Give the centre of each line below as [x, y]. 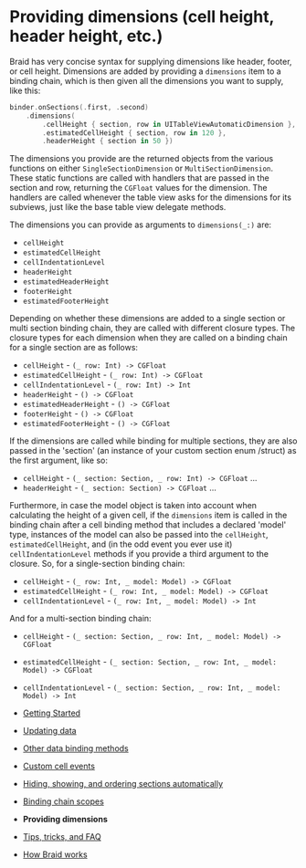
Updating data [49, 731]
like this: [25, 90]
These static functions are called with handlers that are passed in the [139, 178]
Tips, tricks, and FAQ [62, 837]
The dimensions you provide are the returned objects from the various [142, 159]
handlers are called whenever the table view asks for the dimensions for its [151, 197]
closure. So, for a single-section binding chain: [97, 564]
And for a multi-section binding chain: [81, 619]
